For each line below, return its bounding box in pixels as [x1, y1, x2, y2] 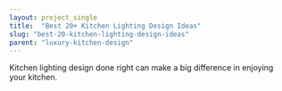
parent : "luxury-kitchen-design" [9, 37, 134, 47]
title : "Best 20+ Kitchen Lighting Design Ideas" [9, 21, 202, 30]
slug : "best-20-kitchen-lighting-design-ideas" [9, 29, 190, 38]
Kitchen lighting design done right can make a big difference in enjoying [9, 62, 274, 73]
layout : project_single [9, 12, 98, 22]
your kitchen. [9, 72, 58, 83]
